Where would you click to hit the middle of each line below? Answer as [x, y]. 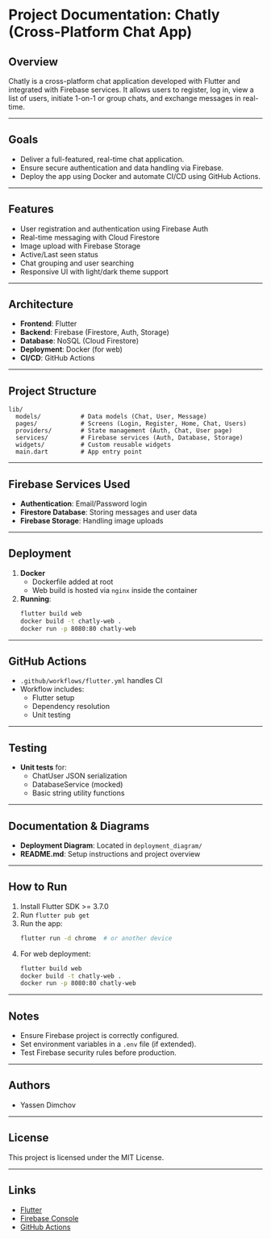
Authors [29, 1085]
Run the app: [41, 923]
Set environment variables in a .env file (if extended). [108, 1044]
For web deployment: [55, 953]
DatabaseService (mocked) [77, 785]
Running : [35, 599]
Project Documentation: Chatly [114, 15]
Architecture [41, 305]
